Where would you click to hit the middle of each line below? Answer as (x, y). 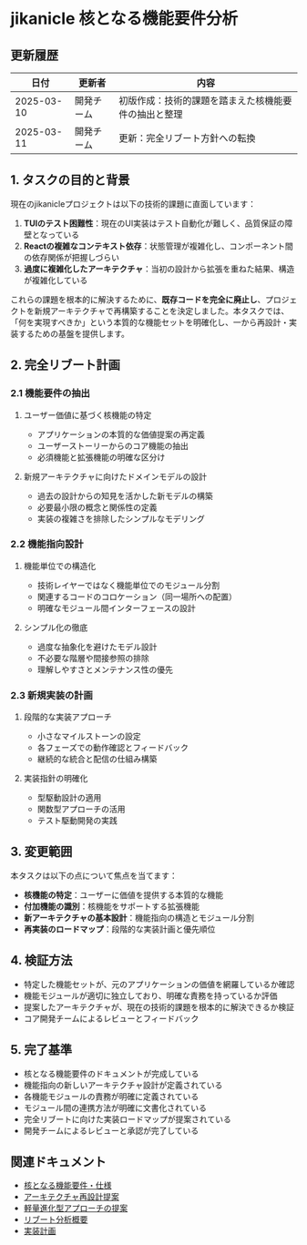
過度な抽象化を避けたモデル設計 (97, 647)
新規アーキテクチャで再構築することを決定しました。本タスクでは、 (162, 311)
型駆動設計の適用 (69, 798)
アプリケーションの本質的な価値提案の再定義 (121, 434)
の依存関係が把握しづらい (71, 257)
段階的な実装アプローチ (67, 717)
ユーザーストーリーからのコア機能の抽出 (113, 445)
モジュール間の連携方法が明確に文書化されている (115, 1107)
